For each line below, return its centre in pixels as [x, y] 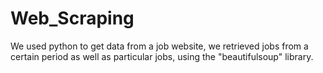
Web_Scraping [72, 18]
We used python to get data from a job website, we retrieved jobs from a [159, 46]
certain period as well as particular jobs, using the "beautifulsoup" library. [162, 56]
